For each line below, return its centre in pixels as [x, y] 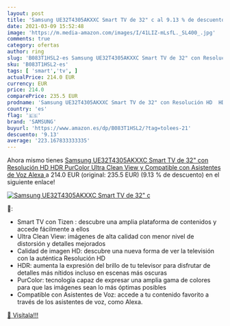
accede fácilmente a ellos [53, 229]
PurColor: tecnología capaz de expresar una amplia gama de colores [114, 280]
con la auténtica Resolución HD [61, 258]
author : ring [26, 52]
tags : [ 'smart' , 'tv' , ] [42, 71]
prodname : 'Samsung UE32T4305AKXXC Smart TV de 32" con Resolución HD [110, 103]
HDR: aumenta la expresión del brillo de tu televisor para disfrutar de [114, 266]
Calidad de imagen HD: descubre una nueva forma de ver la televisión [115, 251]
